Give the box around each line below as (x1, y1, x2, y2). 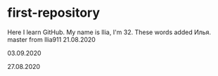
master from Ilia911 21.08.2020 (7, 35, 96, 43)
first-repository (7, 5, 101, 21)
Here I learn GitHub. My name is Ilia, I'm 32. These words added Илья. (7, 28, 212, 36)
